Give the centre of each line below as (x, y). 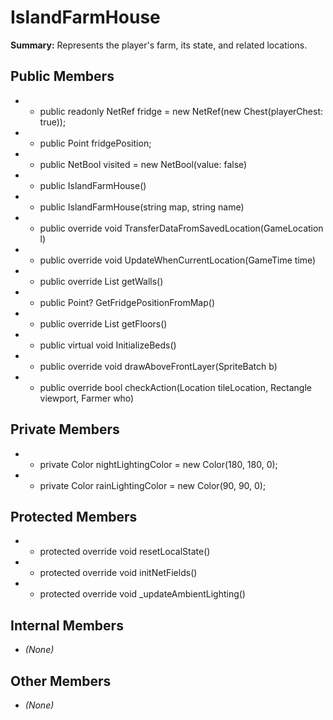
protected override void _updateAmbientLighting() (142, 594)
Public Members (62, 76)
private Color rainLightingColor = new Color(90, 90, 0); (153, 485)
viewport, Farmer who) (87, 398)
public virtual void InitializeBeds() (108, 345)
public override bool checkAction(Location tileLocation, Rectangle (175, 387)
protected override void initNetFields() (118, 573)
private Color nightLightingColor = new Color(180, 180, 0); (158, 464)
